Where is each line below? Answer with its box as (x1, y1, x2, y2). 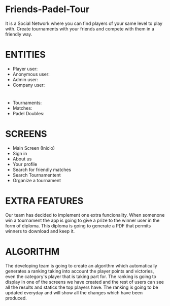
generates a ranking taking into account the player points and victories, (5, 268, 154, 274)
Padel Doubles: (12, 111, 45, 117)
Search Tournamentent (12, 172, 61, 178)
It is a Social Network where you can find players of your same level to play (5, 20, 163, 26)
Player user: (12, 65, 38, 72)
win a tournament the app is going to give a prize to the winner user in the (5, 217, 160, 223)
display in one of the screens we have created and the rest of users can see (5, 279, 164, 285)
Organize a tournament (12, 178, 61, 183)
